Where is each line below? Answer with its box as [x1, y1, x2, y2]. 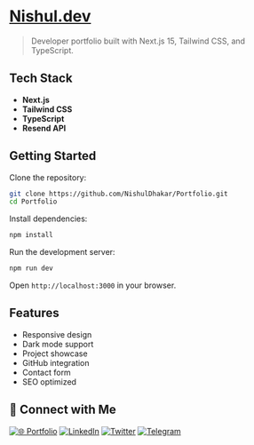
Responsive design [21, 329, 92, 339]
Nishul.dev [9, 6, 91, 27]
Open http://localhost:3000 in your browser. [9, 280, 177, 290]
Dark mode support [21, 338, 94, 349]
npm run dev [9, 264, 53, 273]
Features [9, 306, 60, 321]
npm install [9, 231, 53, 240]
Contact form [21, 367, 71, 377]
